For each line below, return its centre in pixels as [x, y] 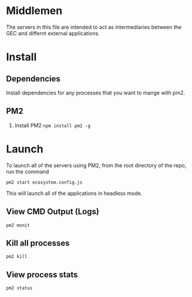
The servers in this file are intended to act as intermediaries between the [94, 27]
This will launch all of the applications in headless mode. [74, 193]
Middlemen [34, 11]
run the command [28, 171]
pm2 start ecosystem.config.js [44, 182]
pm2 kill [17, 256]
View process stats [42, 274]
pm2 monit [18, 225]
